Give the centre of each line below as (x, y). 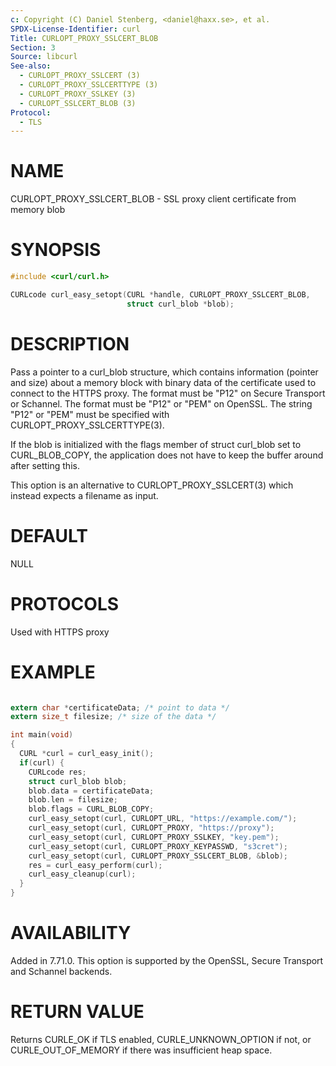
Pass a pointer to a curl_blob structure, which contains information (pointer (164, 372)
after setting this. (45, 465)
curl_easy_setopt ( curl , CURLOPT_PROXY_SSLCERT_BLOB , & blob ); (158, 856)
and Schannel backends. (61, 971)
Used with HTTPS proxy (60, 632)
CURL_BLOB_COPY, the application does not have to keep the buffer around (167, 455)
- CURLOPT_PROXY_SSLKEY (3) (78, 94)
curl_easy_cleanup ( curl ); (82, 874)
